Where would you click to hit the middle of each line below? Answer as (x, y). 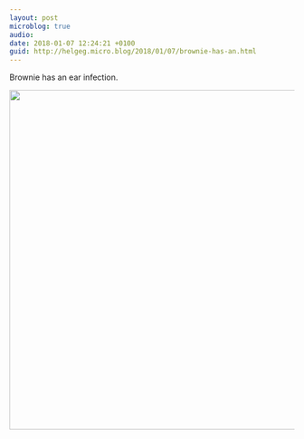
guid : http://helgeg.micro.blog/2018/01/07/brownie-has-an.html (133, 52)
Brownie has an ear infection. (64, 77)
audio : (22, 34)
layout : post (34, 18)
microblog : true (40, 26)
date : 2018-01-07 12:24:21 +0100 (72, 43)
